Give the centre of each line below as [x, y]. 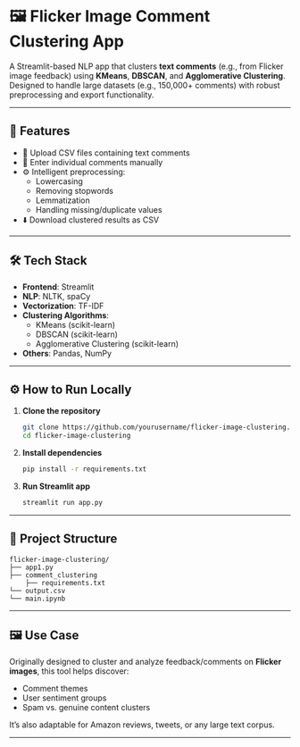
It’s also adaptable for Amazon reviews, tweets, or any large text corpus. [142, 725]
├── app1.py [31, 567]
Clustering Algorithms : [66, 315]
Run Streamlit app [56, 486]
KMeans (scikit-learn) [75, 324]
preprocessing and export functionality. [82, 95]
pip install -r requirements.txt [84, 469]
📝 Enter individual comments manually [92, 162]
